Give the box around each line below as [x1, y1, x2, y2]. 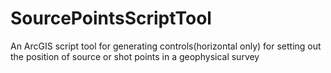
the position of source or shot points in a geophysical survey [10, 50, 260, 62]
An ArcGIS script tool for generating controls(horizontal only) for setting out [10, 40, 322, 52]
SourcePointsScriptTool [10, 7, 212, 30]
